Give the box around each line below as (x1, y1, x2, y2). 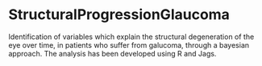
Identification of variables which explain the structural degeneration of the (8, 32, 255, 41)
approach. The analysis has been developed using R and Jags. (8, 49, 217, 58)
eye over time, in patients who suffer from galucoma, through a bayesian (8, 40, 250, 49)
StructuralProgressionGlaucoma (8, 6, 230, 24)
